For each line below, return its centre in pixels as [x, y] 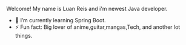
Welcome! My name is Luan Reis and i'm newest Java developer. [87, 9]
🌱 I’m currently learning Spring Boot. [60, 20]
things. [24, 36]
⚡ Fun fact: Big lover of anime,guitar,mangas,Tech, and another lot [98, 27]
